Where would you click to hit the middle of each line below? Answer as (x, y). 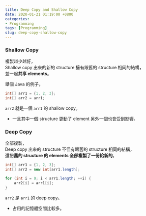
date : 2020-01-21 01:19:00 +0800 (39, 14)
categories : (17, 19)
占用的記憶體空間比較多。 (38, 208)
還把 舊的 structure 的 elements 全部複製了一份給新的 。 (61, 156)
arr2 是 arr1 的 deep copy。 (34, 198)
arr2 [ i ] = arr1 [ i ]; (34, 183)
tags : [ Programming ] (26, 28)
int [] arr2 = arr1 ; (25, 98)
